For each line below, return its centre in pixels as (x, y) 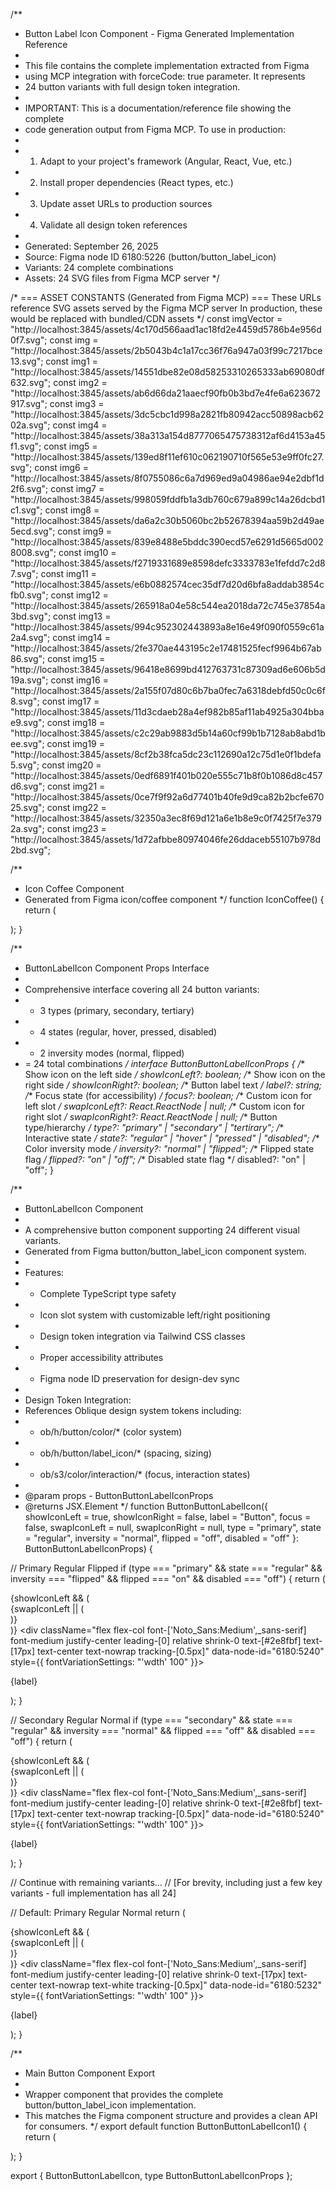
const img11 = (68, 573)
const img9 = (85, 531)
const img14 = (82, 637)
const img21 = (76, 786)
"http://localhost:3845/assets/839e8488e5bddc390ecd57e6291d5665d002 (167, 542)
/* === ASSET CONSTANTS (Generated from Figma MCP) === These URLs (166, 297)
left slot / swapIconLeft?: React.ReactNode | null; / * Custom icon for (165, 1106)
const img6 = (61, 467)
